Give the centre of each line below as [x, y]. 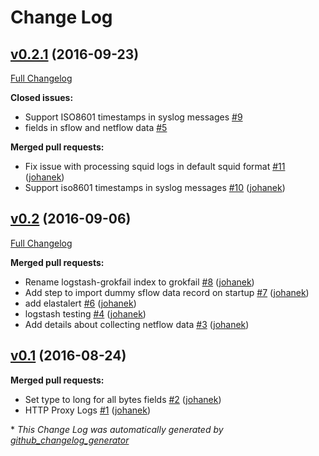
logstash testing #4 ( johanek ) [85, 313]
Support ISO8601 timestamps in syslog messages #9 [133, 117]
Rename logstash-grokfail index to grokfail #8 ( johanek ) [139, 282]
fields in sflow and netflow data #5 [96, 127]
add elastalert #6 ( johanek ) [80, 303]
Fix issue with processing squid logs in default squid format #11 [155, 166]
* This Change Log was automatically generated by [117, 429]
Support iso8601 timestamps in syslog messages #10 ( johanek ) [155, 187]
